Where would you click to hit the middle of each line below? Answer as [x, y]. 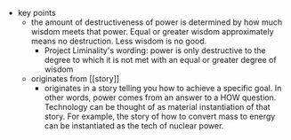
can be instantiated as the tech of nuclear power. [134, 126]
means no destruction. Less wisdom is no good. [119, 41]
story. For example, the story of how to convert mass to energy [160, 116]
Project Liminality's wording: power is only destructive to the [155, 51]
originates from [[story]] [75, 78]
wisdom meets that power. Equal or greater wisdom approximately [152, 31]
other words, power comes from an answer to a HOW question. [160, 97]
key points [36, 13]
